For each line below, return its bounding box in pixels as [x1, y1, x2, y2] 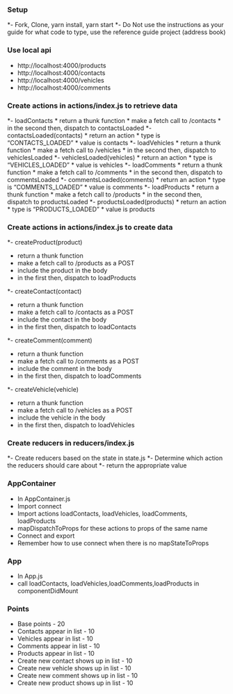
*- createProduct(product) [7, 238, 83, 247]
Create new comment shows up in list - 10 [17, 672, 138, 680]
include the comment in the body [17, 365, 113, 373]
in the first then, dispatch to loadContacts [17, 323, 137, 331]
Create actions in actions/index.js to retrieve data [7, 101, 178, 110]
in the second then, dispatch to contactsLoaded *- [7, 124, 152, 132]
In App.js [17, 572, 43, 581]
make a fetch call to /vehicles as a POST [17, 406, 134, 415]
